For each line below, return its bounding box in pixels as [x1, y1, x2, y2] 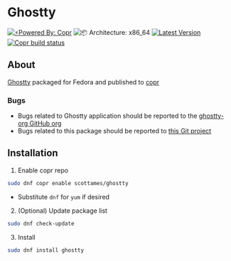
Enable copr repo [17, 166, 69, 174]
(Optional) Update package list [17, 206, 108, 215]
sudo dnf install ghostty [7, 246, 84, 254]
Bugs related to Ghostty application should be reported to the [17, 111, 198, 121]
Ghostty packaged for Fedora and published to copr [7, 77, 160, 86]
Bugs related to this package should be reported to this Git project [17, 127, 212, 135]
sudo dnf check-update [7, 220, 75, 227]
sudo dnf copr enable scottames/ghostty [7, 179, 129, 187]
